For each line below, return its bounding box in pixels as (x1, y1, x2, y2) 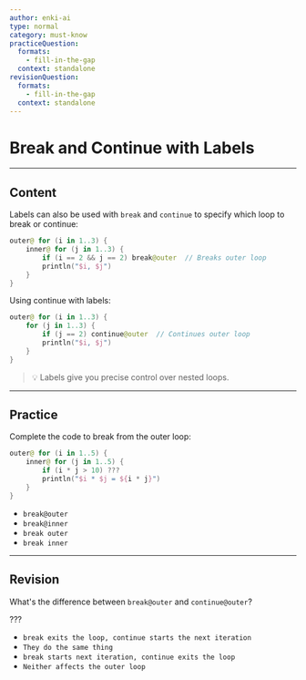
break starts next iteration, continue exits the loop (22, 653, 236, 662)
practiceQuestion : (9, 38, 79, 48)
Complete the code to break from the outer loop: (9, 431, 191, 442)
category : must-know (9, 30, 88, 39)
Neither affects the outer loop (22, 662, 146, 671)
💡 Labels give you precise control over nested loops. (31, 371, 229, 383)
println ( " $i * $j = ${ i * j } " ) (42, 475, 161, 484)
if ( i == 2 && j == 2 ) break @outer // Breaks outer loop (42, 252, 267, 263)
